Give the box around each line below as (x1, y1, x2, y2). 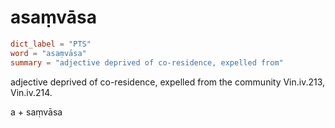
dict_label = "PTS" (10, 39, 92, 49)
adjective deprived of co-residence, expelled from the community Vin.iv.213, (10, 76, 326, 88)
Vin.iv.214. (10, 86, 53, 98)
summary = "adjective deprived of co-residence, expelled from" (10, 57, 284, 68)
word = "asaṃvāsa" (10, 48, 87, 58)
